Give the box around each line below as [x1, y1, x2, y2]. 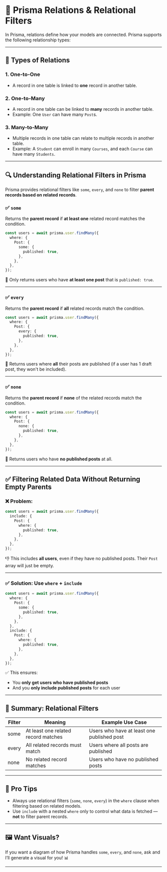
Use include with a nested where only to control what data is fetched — [12, 808, 158, 815]
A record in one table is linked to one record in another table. [12, 82, 137, 88]
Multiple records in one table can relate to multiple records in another [12, 135, 154, 141]
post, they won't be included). [5, 366, 67, 372]
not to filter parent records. [12, 814, 69, 820]
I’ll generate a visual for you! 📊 [5, 855, 69, 861]
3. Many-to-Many [5, 124, 49, 131]
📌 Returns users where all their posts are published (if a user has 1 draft [5, 361, 152, 367]
